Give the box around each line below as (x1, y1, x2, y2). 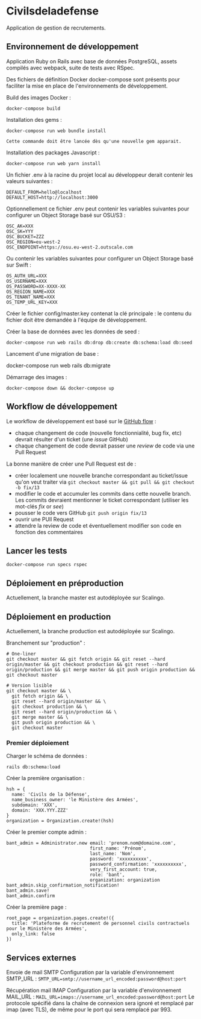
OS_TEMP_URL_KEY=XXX (6, 299, 58, 305)
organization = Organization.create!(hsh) (6, 818, 114, 824)
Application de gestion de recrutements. (6, 24, 107, 31)
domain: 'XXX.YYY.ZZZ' (11, 807, 69, 813)
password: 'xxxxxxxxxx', (89, 856, 152, 862)
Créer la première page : (6, 903, 67, 911)
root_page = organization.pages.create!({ (6, 915, 114, 921)
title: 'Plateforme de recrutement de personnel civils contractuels (11, 921, 190, 927)
